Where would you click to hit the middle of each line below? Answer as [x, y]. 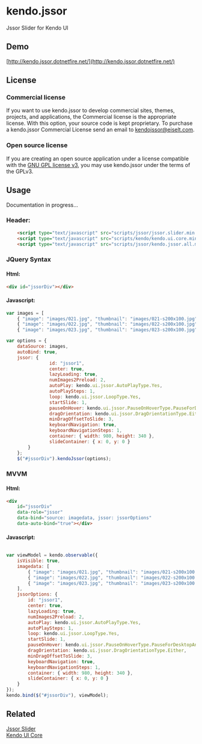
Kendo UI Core [25, 735]
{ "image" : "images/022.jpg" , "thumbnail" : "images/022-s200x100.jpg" [107, 324]
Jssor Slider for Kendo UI [37, 28]
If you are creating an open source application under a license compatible [98, 159]
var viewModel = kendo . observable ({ [52, 555]
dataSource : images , [43, 347]
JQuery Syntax [29, 259]
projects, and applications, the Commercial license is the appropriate [91, 117]
